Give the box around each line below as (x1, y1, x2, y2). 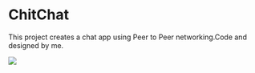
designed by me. (8, 40, 64, 50)
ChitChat (8, 6, 70, 24)
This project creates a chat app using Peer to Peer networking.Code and (8, 32, 247, 42)
